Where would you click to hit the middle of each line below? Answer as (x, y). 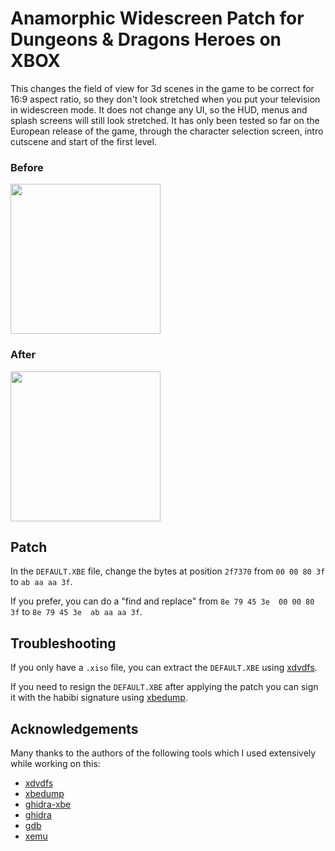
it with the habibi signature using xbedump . (99, 698)
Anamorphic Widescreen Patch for (157, 18)
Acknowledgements (74, 728)
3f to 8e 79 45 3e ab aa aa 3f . (76, 612)
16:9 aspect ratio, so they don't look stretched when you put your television (165, 99)
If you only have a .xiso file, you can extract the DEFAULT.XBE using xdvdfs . (164, 668)
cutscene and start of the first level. (83, 141)
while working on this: (55, 763)
